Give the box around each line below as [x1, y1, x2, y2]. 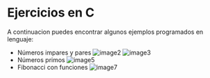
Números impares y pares [17, 48, 91, 57]
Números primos [17, 55, 66, 64]
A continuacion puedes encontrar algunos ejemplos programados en [7, 28, 204, 36]
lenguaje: [7, 35, 34, 43]
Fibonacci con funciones [17, 63, 88, 71]
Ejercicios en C [7, 5, 95, 21]
